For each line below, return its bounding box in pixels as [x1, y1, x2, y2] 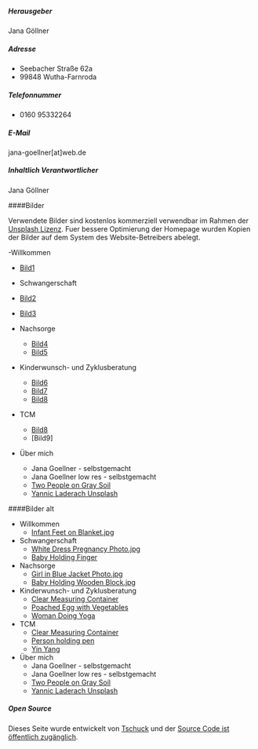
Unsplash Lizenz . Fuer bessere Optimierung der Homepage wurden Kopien [8, 224, 251, 233]
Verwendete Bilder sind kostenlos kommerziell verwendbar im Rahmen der [8, 216, 249, 225]
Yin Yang [31, 644, 60, 653]
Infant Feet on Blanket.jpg [31, 527, 114, 537]
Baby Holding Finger [31, 552, 98, 561]
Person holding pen [31, 636, 95, 645]
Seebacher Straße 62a [19, 64, 93, 73]
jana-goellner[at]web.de [8, 148, 86, 157]
